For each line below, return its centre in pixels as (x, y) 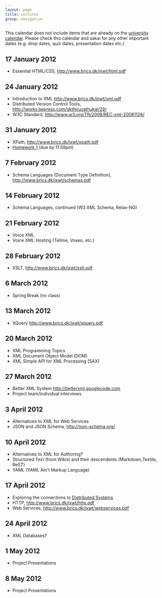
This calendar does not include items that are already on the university (77, 33)
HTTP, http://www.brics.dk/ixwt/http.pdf (53, 503)
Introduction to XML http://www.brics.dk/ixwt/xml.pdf (67, 99)
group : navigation (24, 19)
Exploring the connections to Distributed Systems (63, 497)
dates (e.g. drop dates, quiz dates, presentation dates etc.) (65, 44)
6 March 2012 (27, 283)
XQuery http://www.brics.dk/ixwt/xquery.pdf (58, 323)
